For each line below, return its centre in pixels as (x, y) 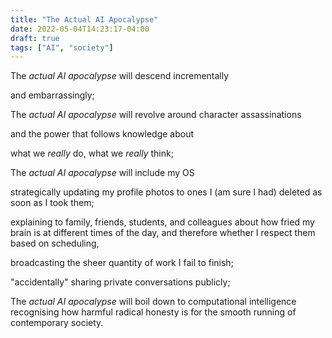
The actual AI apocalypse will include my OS (102, 173)
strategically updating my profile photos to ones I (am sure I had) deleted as (166, 192)
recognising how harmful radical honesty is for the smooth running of (153, 312)
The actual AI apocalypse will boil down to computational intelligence (153, 302)
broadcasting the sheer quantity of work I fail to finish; (122, 263)
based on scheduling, (55, 243)
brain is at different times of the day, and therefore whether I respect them (163, 233)
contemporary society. (57, 323)
